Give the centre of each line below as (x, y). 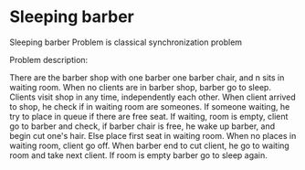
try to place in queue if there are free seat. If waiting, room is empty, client (149, 116)
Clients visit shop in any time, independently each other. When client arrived (153, 97)
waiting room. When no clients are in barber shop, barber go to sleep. (141, 87)
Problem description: (49, 59)
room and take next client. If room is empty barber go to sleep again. (138, 155)
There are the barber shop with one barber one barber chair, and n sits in (147, 77)
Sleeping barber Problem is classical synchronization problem (126, 42)
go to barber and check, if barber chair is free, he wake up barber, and (142, 126)
